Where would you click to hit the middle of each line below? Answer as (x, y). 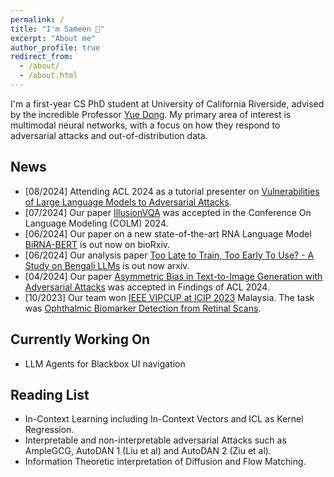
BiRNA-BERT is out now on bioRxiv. (97, 244)
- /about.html (48, 76)
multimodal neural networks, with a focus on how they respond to (145, 125)
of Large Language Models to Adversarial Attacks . (128, 202)
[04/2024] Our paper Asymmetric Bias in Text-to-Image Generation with (173, 276)
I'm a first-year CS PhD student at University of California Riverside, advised (167, 103)
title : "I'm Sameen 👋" (57, 29)
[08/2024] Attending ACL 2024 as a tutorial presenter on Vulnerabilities (172, 191)
